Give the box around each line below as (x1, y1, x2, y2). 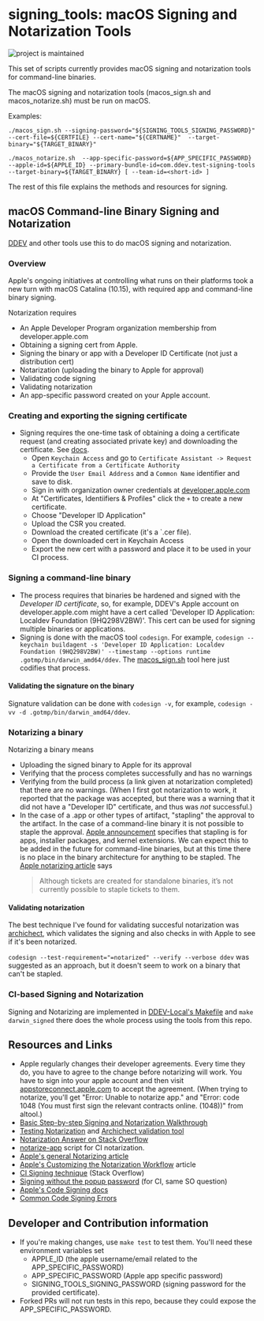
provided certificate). (31, 1288, 100, 1297)
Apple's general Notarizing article (19, 1152, 129, 1161)
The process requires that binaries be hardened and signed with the (19, 591, 240, 600)
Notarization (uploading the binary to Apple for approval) (19, 365, 204, 375)
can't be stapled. (8, 969, 63, 979)
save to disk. (31, 477, 73, 487)
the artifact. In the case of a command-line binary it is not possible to (19, 819, 244, 828)
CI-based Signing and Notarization (8, 989, 144, 1000)
